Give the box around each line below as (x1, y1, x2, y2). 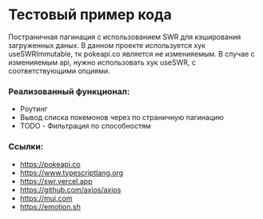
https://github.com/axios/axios (19, 185, 122, 194)
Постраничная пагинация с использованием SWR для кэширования (8, 32, 241, 42)
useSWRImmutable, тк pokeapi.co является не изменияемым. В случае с (8, 49, 256, 58)
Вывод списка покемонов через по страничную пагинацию (19, 113, 224, 122)
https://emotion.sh (19, 201, 82, 211)
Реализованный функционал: (8, 86, 130, 97)
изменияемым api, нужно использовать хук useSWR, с (8, 58, 196, 67)
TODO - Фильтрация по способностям (19, 121, 151, 131)
